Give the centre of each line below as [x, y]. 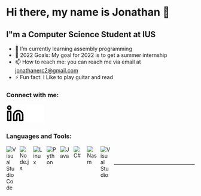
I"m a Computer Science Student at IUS [81, 34]
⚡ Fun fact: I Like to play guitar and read [64, 77]
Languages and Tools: [39, 136]
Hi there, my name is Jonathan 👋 [88, 12]
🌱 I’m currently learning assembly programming [74, 49]
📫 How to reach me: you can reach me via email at [78, 62]
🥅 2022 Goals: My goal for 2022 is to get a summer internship [91, 55]
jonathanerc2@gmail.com [47, 70]
